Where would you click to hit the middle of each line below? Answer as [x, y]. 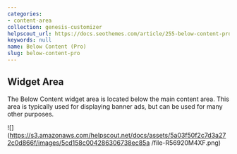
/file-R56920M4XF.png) [186, 143]
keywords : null [30, 40]
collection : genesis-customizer [55, 27]
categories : [25, 14]
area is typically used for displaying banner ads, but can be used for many [115, 106]
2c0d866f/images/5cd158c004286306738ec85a [79, 143]
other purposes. [31, 114]
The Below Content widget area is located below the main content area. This [118, 99]
